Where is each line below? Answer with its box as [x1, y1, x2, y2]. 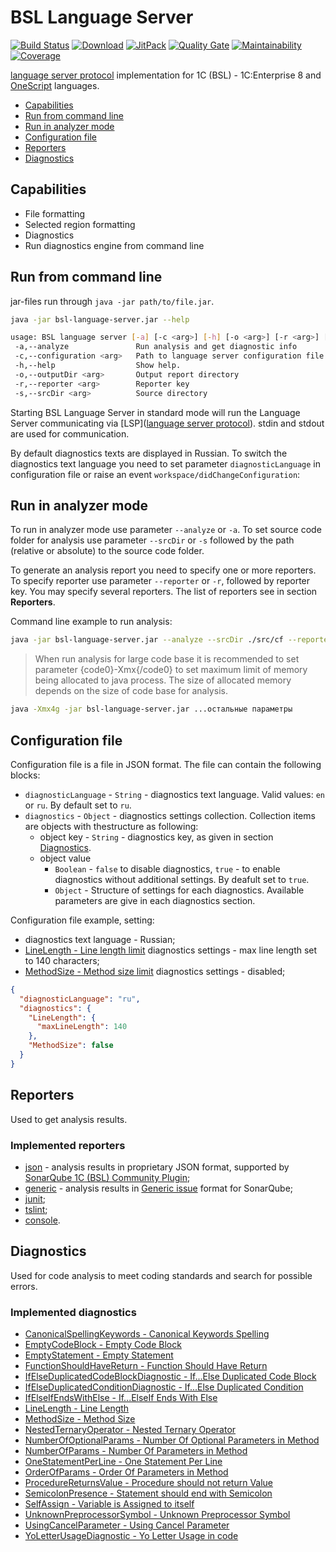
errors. [10, 1280, 38, 1292]
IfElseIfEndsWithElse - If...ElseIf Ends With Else [24, 1392, 218, 1404]
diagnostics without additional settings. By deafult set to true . [54, 873, 310, 885]
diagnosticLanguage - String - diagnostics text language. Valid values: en [24, 788, 325, 800]
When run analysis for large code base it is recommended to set [34, 653, 300, 665]
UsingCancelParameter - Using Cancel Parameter [24, 1519, 230, 1531]
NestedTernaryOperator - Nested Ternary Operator [24, 1424, 237, 1436]
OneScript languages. [10, 79, 100, 91]
